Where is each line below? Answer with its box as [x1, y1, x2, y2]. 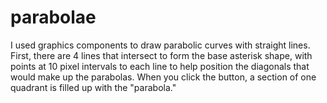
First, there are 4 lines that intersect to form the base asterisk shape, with [10, 49, 313, 61]
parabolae [10, 6, 97, 29]
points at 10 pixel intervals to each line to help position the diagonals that [10, 60, 310, 72]
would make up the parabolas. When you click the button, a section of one [10, 71, 317, 83]
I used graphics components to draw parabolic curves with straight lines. [10, 39, 311, 51]
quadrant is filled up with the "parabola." [10, 81, 177, 93]
